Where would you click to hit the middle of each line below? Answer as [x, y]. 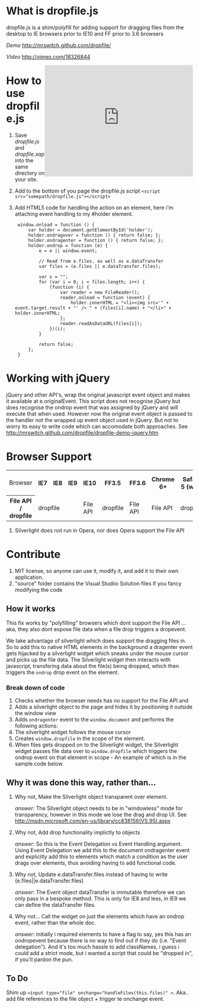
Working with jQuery [58, 378]
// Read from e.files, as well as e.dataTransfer [101, 261]
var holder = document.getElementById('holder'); [91, 230]
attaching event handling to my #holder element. [74, 214]
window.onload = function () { [56, 225]
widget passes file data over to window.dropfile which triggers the [96, 751]
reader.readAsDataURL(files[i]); [101, 323]
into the [24, 160]
